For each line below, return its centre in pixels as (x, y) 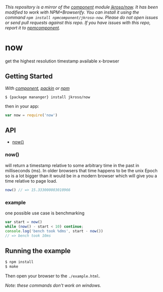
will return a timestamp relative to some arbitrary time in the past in (72, 165)
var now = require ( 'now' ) (31, 115)
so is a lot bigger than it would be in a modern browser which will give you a (81, 176)
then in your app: (22, 106)
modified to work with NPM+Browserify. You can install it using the (72, 12)
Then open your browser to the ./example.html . (53, 276)
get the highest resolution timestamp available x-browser (62, 61)
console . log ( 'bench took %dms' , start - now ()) (54, 231)
